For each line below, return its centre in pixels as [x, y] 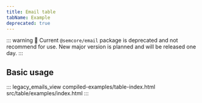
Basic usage [30, 72]
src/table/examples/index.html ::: [48, 93]
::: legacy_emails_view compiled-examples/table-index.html [81, 87]
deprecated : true [28, 23]
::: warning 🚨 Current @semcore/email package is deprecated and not [92, 41]
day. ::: [15, 53]
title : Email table [31, 12]
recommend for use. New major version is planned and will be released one [101, 47]
